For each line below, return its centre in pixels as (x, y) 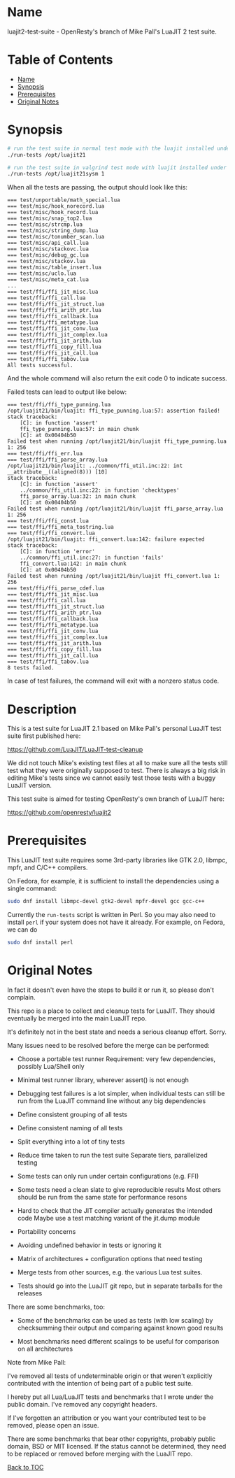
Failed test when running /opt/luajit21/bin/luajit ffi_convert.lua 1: (114, 576)
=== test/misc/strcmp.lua (45, 225)
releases (30, 1293)
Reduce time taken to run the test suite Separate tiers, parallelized (112, 1155)
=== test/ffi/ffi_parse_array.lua (58, 460)
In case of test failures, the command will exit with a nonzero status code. (113, 681)
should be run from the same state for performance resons (102, 1197)
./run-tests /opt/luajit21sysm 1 (56, 174)
